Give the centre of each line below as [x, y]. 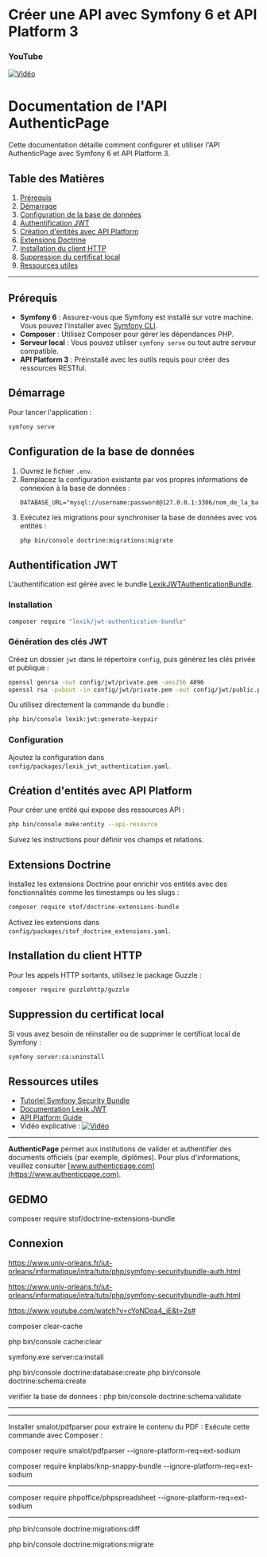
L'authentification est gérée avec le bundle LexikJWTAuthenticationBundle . [131, 584]
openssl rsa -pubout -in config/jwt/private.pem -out [99, 690]
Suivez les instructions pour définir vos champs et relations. [106, 840]
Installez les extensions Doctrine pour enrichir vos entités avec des [118, 884]
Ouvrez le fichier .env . [56, 471]
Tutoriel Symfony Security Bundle [75, 1100]
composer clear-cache [46, 1326]
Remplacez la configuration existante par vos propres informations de [134, 479]
